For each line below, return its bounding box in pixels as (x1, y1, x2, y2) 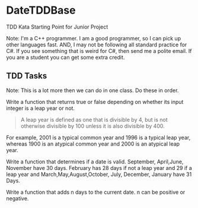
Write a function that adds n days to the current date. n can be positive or (6, 188, 186, 196)
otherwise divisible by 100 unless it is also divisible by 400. (20, 122, 165, 130)
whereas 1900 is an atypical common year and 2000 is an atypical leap (6, 140, 180, 147)
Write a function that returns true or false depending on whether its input (6, 98, 184, 105)
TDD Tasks (6, 71, 47, 81)
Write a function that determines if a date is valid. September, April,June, (6, 158, 184, 165)
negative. (6, 194, 29, 202)
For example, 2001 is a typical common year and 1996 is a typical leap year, (6, 134, 191, 141)
